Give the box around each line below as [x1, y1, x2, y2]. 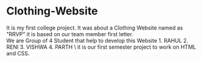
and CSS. [6, 49, 30, 57]
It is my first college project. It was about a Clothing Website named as [6, 24, 184, 31]
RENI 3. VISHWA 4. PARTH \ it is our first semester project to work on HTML [6, 43, 197, 51]
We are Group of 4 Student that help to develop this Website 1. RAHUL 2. [6, 37, 189, 44]
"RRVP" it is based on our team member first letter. [6, 30, 134, 37]
